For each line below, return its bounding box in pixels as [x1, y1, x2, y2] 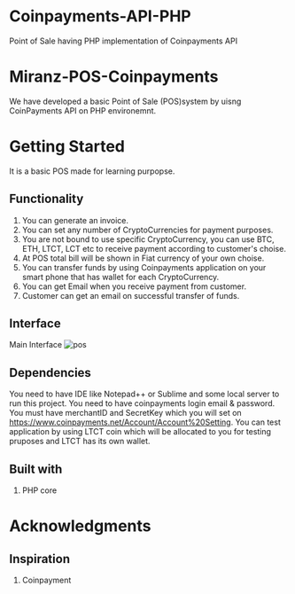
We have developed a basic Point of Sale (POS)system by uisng [9, 96, 242, 106]
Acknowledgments [9, 516, 152, 536]
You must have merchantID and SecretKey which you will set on [9, 408, 242, 418]
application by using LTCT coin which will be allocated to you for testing [9, 426, 272, 437]
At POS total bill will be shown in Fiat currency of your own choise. [21, 253, 265, 263]
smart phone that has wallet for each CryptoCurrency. [21, 271, 220, 282]
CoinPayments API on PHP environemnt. [9, 105, 157, 116]
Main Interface [9, 340, 63, 350]
